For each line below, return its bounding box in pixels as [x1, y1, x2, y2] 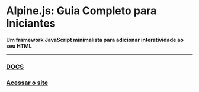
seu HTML [6, 42, 32, 50]
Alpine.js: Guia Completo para [6, 4, 157, 18]
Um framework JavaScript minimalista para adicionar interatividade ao [6, 36, 184, 43]
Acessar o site [6, 78, 49, 87]
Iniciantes [6, 17, 56, 30]
